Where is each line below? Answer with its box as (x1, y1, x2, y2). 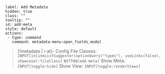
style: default (5, 26, 37, 31)
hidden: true (5, 9, 32, 14)
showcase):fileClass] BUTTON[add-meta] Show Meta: (17, 58, 125, 64)
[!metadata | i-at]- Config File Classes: (17, 48, 97, 54)
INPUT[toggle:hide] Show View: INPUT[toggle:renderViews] (17, 63, 141, 69)
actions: (5, 31, 23, 36)
